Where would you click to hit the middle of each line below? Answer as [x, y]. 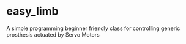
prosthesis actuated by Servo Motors [53, 34]
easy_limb [33, 11]
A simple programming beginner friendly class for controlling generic [93, 28]
